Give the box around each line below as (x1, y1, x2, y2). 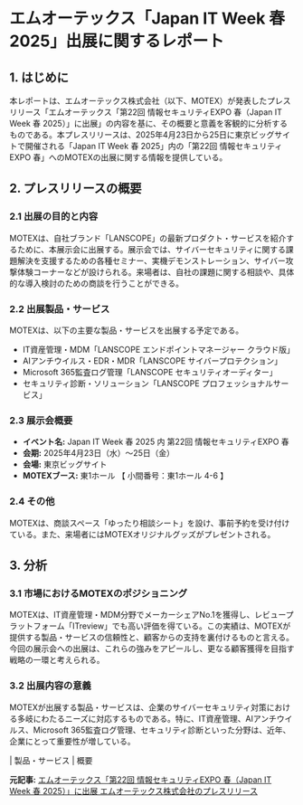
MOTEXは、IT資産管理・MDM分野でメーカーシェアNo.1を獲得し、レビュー (9, 610, 287, 620)
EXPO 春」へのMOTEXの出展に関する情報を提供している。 (9, 152, 228, 163)
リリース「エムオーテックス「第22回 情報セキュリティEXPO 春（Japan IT (9, 107, 283, 118)
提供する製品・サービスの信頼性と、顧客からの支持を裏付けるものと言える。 (9, 632, 295, 643)
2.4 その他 (9, 495, 55, 507)
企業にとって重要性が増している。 (9, 735, 136, 746)
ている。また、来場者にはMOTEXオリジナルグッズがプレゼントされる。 (9, 528, 276, 539)
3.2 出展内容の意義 (9, 679, 92, 692)
